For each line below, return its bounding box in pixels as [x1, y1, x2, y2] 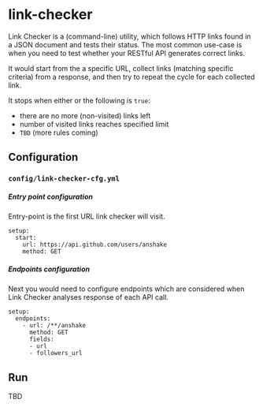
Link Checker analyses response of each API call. [8, 293, 169, 302]
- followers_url [28, 349, 83, 357]
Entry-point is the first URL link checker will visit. [8, 211, 165, 222]
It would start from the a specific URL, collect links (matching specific [8, 63, 234, 73]
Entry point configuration [8, 192, 93, 201]
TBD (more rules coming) [19, 128, 98, 137]
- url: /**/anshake [22, 322, 87, 330]
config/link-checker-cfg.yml [8, 174, 120, 183]
